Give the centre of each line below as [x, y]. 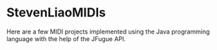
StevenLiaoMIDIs [56, 13]
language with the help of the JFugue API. [66, 38]
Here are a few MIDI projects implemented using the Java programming [108, 32]
